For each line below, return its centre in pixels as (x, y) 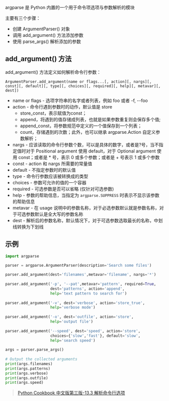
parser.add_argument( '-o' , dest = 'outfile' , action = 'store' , (70, 317)
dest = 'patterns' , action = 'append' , (87, 289)
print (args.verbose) (27, 373)
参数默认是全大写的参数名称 (55, 214)
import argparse (22, 256)
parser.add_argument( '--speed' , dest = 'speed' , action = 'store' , (73, 331)
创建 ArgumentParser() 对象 (41, 29)
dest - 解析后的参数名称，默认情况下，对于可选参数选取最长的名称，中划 (88, 220)
